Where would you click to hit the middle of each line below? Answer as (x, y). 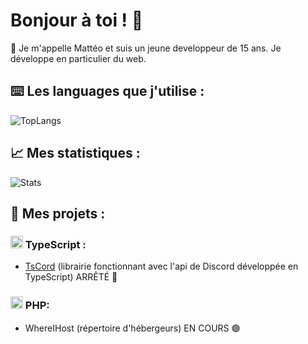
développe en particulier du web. (78, 58)
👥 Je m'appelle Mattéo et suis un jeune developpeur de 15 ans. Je (146, 48)
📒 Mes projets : (58, 213)
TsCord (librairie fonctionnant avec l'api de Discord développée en (161, 266)
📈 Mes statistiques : (75, 153)
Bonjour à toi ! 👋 (77, 20)
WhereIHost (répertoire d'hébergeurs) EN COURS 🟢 (132, 328)
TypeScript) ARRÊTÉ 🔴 (71, 277)
